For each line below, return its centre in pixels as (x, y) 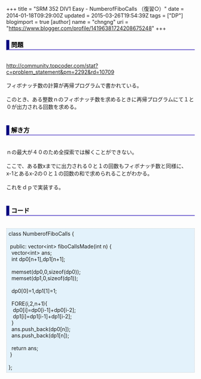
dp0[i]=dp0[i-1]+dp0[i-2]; (44, 310)
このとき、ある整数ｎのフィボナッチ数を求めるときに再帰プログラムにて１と (100, 99)
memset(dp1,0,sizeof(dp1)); (45, 278)
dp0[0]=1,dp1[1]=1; (34, 291)
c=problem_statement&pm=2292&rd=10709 (60, 72)
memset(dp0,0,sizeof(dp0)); (46, 272)
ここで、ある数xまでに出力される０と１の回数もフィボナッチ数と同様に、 (97, 166)
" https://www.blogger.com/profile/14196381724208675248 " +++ (86, 28)
